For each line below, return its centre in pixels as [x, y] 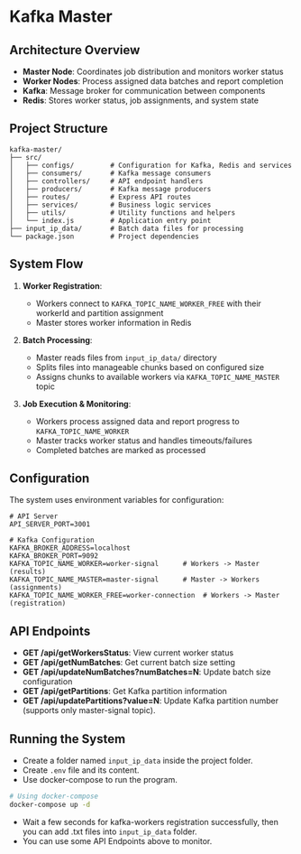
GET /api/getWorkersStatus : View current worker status [128, 653]
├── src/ [26, 157]
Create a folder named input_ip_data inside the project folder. [138, 761]
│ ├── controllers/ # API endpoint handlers [106, 181]
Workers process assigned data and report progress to [138, 421]
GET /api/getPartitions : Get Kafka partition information [125, 692]
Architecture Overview [75, 50]
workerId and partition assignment [100, 312]
